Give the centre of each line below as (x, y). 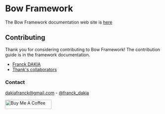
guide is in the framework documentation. (48, 55)
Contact (15, 82)
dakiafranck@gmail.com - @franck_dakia (47, 93)
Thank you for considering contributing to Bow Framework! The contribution (83, 49)
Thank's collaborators (35, 69)
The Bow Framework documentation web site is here (59, 22)
